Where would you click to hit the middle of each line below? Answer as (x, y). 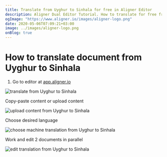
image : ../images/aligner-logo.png (42, 28)
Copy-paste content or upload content (44, 101)
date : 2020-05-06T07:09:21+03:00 (40, 24)
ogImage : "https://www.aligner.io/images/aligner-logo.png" (69, 19)
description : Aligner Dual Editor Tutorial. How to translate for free (81, 14)
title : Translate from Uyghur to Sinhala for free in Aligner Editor (79, 10)
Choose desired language (32, 120)
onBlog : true (19, 33)
